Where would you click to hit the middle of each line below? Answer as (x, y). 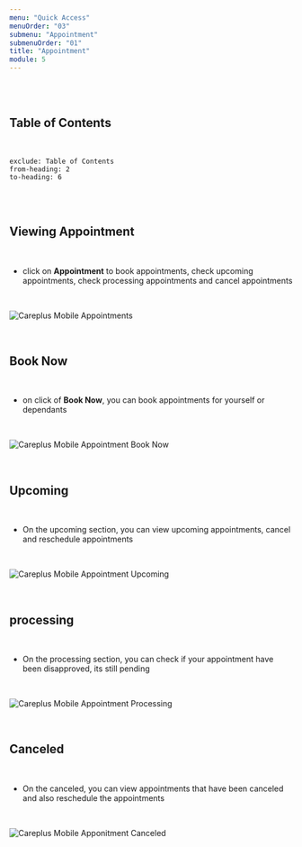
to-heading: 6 (36, 177)
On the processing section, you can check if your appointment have (148, 660)
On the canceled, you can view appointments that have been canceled (153, 788)
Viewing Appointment (72, 232)
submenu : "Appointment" (54, 34)
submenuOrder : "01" (46, 43)
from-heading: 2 (40, 169)
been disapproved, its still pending (86, 669)
